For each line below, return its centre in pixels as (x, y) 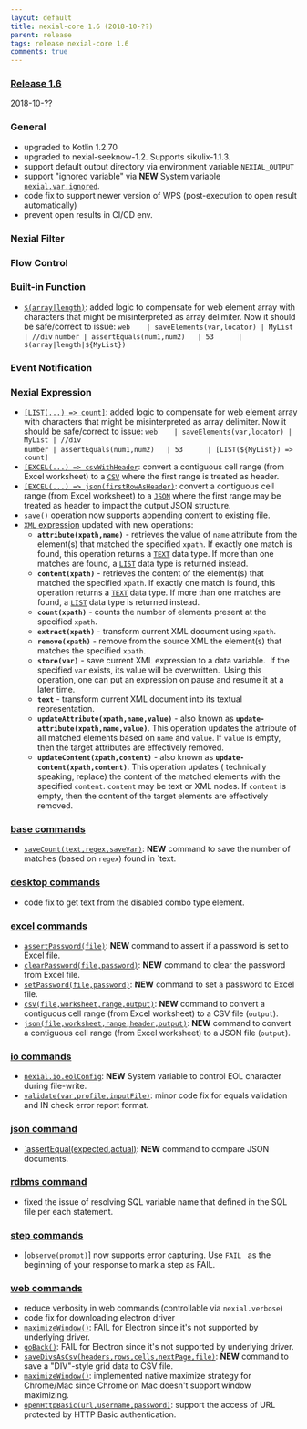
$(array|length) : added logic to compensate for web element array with (159, 307)
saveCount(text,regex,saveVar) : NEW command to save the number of (157, 849)
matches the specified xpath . (92, 651)
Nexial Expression (51, 392)
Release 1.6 (36, 84)
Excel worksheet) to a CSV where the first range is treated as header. (151, 477)
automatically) (50, 205)
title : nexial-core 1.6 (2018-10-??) (82, 26)
